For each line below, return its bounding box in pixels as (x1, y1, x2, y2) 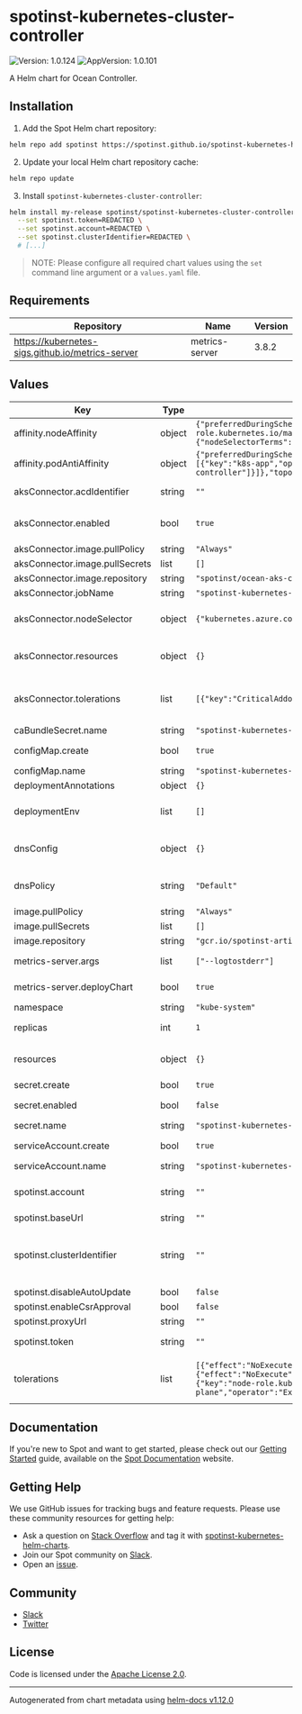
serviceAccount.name (13, 1159, 106, 1172)
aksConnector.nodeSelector (13, 612, 133, 625)
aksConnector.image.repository (13, 572, 147, 585)
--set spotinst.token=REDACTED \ (17, 216, 143, 225)
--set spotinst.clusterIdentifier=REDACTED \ (17, 232, 191, 242)
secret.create (13, 1078, 70, 1091)
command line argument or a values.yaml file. (31, 267, 200, 277)
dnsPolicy (13, 879, 56, 892)
